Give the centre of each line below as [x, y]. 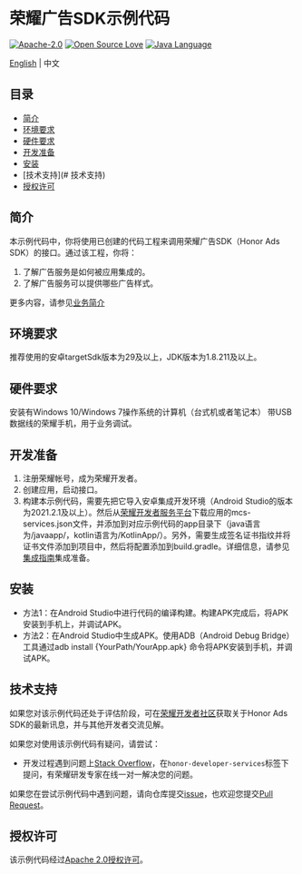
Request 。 [29, 805]
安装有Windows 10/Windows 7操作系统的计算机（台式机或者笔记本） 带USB [151, 412]
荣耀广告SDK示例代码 [90, 19]
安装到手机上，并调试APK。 [74, 624]
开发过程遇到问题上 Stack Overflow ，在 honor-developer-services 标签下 [156, 762]
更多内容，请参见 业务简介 [57, 302]
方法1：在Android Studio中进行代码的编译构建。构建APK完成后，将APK [155, 613]
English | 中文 [35, 63]
